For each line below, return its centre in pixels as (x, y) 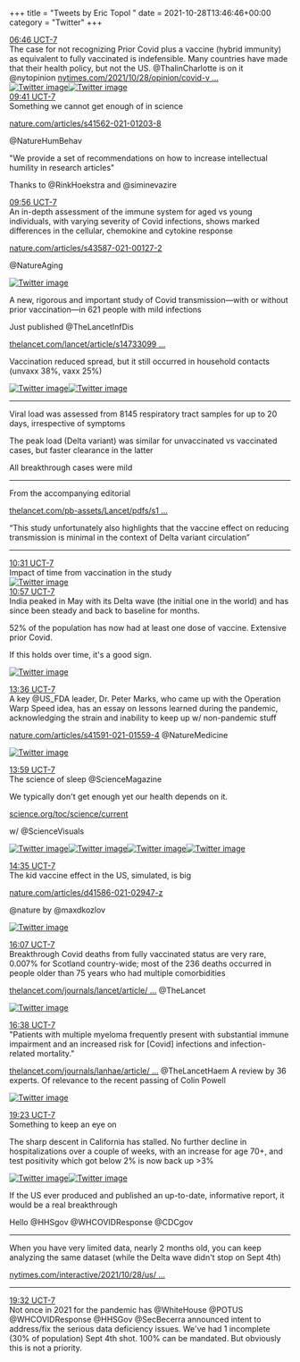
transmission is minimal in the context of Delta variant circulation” (129, 537)
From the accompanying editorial (70, 493)
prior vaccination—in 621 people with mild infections (106, 309)
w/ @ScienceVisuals (47, 831)
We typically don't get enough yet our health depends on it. (118, 796)
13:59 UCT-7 (32, 769)
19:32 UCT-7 (33, 1300)
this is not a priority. (46, 1348)
